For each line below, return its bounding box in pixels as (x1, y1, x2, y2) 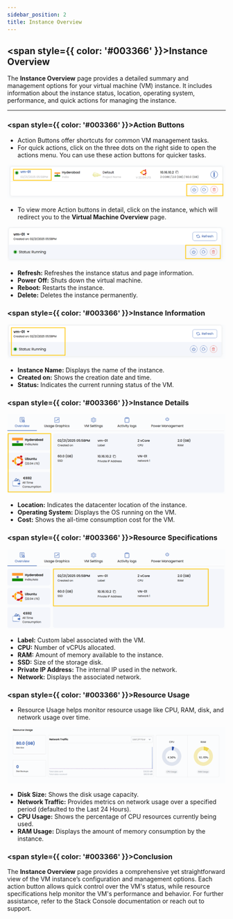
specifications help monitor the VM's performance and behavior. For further (7, 889, 224, 897)
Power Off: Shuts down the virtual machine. (17, 276, 143, 284)
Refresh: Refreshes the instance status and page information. (17, 268, 194, 277)
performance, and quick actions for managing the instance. (7, 96, 177, 105)
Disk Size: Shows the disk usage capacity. (17, 790, 139, 798)
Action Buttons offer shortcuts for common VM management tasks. (17, 136, 209, 144)
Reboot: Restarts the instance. (17, 283, 105, 291)
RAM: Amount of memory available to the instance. (17, 651, 164, 659)
